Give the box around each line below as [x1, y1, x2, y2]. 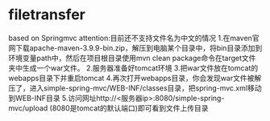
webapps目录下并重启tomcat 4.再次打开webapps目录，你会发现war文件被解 [8, 73, 262, 83]
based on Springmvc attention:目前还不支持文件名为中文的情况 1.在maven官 [8, 33, 260, 42]
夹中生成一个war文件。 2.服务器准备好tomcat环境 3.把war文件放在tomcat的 [8, 63, 259, 73]
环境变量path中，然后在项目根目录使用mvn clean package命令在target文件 [8, 53, 256, 63]
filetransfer [8, 6, 86, 24]
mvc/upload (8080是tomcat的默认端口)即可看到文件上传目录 [8, 103, 209, 113]
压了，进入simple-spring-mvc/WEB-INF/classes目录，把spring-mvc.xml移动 [8, 83, 262, 93]
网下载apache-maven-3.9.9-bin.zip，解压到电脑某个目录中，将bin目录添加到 [8, 42, 263, 53]
